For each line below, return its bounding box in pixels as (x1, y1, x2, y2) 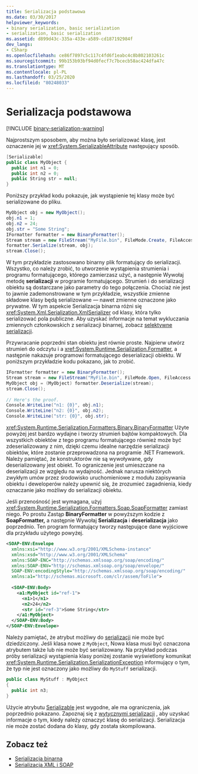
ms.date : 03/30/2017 (6, 14, 57, 20)
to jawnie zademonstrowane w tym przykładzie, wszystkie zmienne (6, 290, 170, 297)
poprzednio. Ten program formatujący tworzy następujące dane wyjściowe (6, 523, 189, 530)
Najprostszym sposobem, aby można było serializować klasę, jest (6, 136, 166, 143)
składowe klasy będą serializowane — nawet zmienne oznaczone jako (6, 296, 177, 304)
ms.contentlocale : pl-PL (6, 69, 67, 75)
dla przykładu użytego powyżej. (6, 529, 84, 537)
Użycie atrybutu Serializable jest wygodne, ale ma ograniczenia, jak (6, 703, 170, 711)
